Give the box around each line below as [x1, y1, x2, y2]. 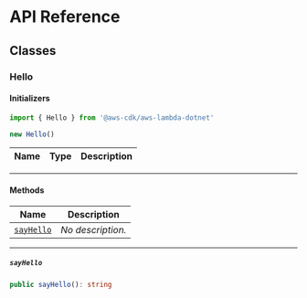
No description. [60, 223, 127, 236]
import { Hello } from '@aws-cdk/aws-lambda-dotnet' [9, 112, 215, 122]
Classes [9, 43, 57, 59]
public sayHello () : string [9, 280, 112, 289]
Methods [9, 185, 45, 196]
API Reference [9, 6, 121, 27]
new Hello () [9, 130, 55, 139]
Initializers [9, 93, 50, 104]
